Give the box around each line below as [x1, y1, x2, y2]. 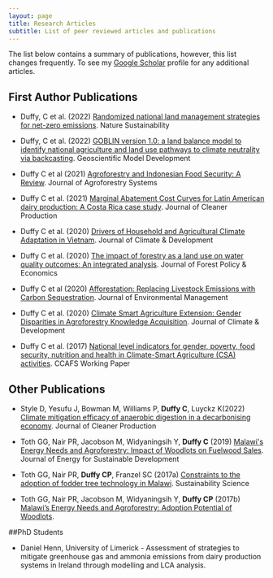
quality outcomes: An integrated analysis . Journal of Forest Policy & [19, 259, 247, 269]
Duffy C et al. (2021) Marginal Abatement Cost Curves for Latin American [19, 193, 265, 203]
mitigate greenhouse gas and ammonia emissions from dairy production [19, 552, 262, 561]
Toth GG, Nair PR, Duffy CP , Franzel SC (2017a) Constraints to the [19, 470, 241, 480]
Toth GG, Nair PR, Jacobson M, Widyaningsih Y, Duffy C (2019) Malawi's [19, 437, 264, 446]
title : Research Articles [8, 20, 96, 28]
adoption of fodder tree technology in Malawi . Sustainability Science [19, 479, 249, 488]
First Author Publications [8, 90, 138, 104]
